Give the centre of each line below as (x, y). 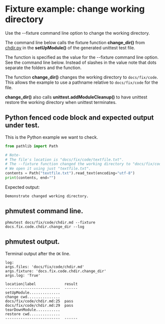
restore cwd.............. (33, 314)
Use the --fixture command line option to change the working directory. (78, 33)
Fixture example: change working (75, 9)
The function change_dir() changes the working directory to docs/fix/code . (82, 77)
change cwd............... (33, 297)
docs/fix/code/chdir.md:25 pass (39, 301)
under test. (22, 125)
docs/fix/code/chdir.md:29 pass (39, 305)
